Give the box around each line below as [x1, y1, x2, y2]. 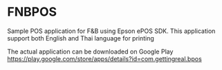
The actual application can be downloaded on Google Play [7, 47, 174, 56]
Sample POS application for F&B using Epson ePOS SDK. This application [7, 27, 216, 35]
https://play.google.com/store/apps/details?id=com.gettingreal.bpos [7, 54, 202, 62]
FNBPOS [7, 4, 57, 20]
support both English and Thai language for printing [7, 34, 154, 42]
